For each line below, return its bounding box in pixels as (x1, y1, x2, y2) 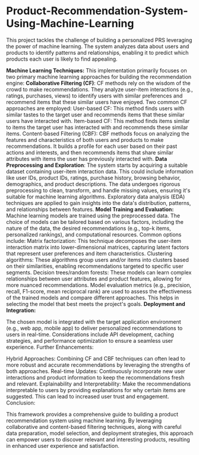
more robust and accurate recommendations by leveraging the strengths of (6, 361, 191, 368)
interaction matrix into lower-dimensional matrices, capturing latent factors (6, 244, 189, 251)
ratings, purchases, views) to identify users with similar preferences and (6, 92, 183, 99)
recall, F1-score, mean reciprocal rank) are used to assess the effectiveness (6, 287, 192, 295)
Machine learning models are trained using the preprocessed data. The (6, 212, 180, 219)
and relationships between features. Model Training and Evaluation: (6, 206, 174, 213)
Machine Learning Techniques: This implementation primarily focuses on (6, 67, 187, 74)
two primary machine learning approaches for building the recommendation (6, 73, 192, 80)
